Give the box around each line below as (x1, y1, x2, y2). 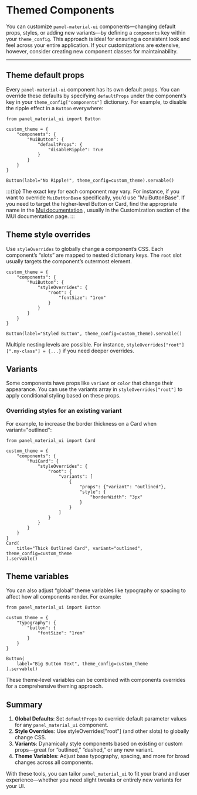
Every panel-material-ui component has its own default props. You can (6, 86, 180, 93)
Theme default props (6, 70, 85, 80)
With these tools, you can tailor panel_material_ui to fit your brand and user (6, 770, 190, 777)
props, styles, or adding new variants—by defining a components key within (6, 29, 186, 36)
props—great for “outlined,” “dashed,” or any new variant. (14, 746, 154, 753)
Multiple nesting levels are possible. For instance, (6, 341, 125, 348)
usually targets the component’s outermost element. (6, 257, 132, 264)
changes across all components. (14, 759, 94, 766)
